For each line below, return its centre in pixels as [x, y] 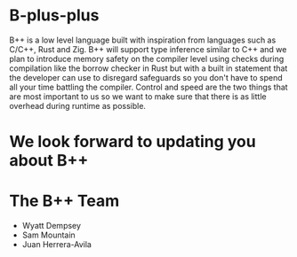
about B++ [49, 161]
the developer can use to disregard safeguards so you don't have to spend [146, 77]
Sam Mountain [48, 235]
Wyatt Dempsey [52, 226]
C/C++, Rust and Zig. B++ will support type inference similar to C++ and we [148, 49]
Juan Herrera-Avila [56, 245]
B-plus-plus [54, 16]
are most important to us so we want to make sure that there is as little [138, 96]
